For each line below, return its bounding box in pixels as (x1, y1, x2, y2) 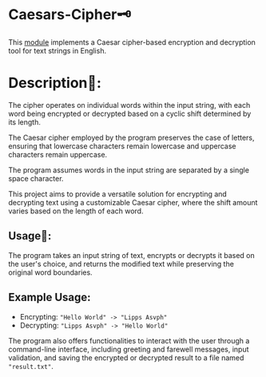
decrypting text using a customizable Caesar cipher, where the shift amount (8, 197, 258, 207)
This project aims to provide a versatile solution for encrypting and (8, 188, 228, 199)
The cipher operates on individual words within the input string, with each (8, 100, 251, 109)
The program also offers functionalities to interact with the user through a (8, 335, 250, 345)
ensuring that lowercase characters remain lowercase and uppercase (8, 141, 236, 151)
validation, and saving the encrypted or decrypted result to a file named (8, 352, 244, 363)
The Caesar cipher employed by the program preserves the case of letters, (8, 133, 255, 142)
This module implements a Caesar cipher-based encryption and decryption (8, 37, 256, 47)
